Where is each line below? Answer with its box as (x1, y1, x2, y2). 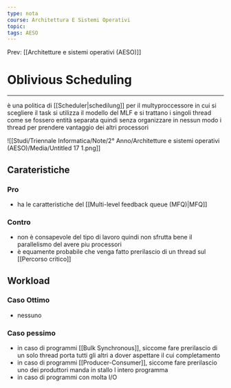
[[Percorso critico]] (16, 255, 71, 263)
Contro (7, 217, 31, 227)
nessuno (16, 311, 42, 319)
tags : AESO (7, 29, 38, 36)
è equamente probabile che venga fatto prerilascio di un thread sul (16, 248, 206, 256)
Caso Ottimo (7, 295, 50, 305)
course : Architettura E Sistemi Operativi (7, 17, 131, 23)
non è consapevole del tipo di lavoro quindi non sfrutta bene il (16, 233, 192, 241)
